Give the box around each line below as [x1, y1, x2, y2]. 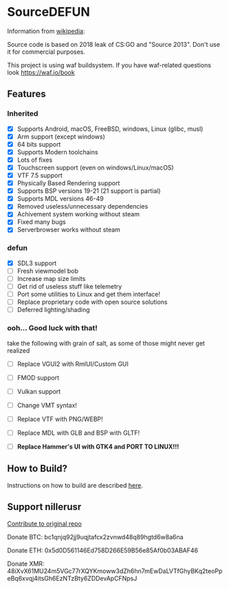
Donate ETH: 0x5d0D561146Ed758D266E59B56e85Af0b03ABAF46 [7, 546, 199, 555]
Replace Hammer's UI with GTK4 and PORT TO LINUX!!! [17, 442, 179, 451]
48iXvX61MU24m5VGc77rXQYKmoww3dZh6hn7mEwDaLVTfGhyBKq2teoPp [7, 566, 223, 575]
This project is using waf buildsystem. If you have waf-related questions [7, 61, 212, 69]
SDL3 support [17, 259, 57, 267]
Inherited [7, 109, 39, 118]
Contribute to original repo [7, 519, 83, 528]
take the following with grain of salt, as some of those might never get [7, 339, 205, 347]
